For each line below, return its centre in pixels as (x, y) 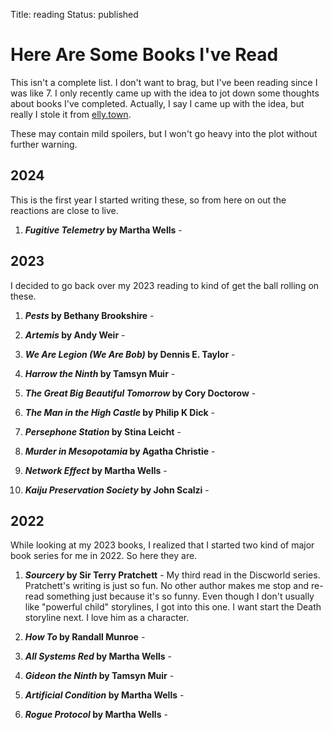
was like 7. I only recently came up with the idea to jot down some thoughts (165, 93)
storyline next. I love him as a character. (107, 618)
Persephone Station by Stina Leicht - (103, 431)
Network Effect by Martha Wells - (96, 470)
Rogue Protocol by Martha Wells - (96, 715)
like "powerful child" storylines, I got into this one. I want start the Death (173, 607)
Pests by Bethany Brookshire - (89, 315)
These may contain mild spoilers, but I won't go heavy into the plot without (164, 133)
